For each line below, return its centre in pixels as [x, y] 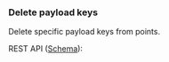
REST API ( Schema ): [46, 49]
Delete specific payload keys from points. [84, 32]
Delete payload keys [53, 12]
